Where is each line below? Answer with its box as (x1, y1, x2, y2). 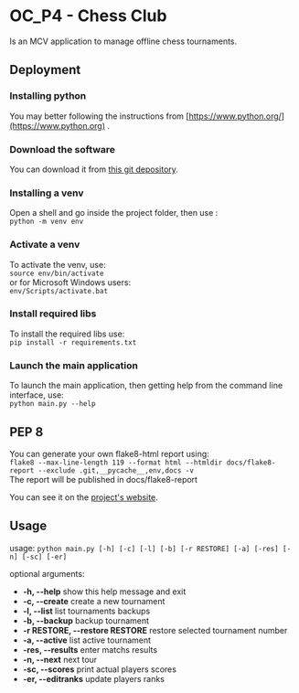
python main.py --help (9, 400, 96, 409)
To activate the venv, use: (9, 259, 107, 270)
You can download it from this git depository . (9, 164, 178, 175)
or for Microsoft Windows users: (9, 276, 131, 288)
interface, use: (9, 389, 64, 400)
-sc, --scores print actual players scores (22, 664, 176, 675)
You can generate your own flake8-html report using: (9, 448, 210, 459)
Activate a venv (9, 239, 80, 251)
